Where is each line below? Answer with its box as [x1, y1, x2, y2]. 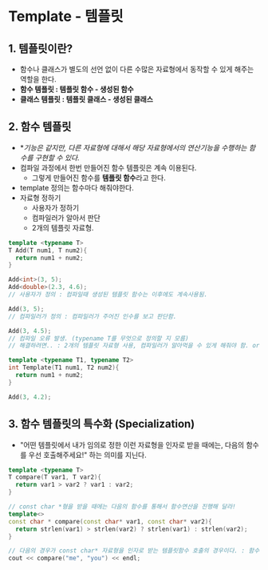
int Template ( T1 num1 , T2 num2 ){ [8, 363, 120, 372]
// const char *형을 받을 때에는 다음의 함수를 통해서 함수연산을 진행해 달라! [8, 503, 237, 511]
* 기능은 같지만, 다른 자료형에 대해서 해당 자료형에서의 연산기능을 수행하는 [19, 142, 247, 152]
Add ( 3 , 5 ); [8, 305, 45, 313]
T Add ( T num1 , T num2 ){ [8, 246, 88, 255]
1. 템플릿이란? [8, 42, 73, 55]
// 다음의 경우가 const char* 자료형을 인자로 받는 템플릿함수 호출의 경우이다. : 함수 [8, 547, 260, 555]
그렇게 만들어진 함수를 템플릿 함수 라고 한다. [31, 173, 166, 183]
